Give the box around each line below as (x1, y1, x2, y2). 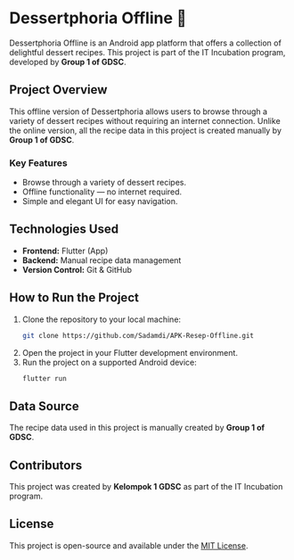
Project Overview (9, 82, 108, 97)
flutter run (21, 374, 67, 383)
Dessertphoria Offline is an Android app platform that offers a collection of (9, 37, 282, 48)
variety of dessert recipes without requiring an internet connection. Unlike (9, 115, 281, 126)
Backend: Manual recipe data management (21, 254, 182, 266)
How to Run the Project (9, 290, 140, 306)
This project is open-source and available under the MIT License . (9, 539, 249, 551)
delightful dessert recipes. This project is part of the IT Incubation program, (9, 46, 286, 57)
